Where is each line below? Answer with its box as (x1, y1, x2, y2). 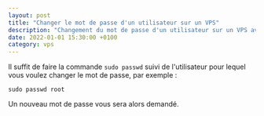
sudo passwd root (8, 85, 65, 94)
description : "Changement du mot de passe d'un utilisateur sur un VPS (8, 26, 247, 34)
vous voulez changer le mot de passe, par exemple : (8, 71, 178, 80)
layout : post (8, 11, 51, 20)
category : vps (8, 41, 55, 49)
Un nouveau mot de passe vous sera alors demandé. (8, 100, 179, 109)
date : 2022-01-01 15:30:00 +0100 (8, 33, 118, 42)
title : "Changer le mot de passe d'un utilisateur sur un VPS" (8, 19, 220, 27)
